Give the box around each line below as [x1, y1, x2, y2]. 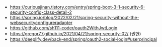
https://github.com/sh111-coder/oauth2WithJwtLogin [9, 25, 118, 31]
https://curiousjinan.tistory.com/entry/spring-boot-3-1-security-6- [9, 4, 146, 10]
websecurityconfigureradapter [9, 20, 73, 25]
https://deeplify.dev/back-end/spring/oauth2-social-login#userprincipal [9, 36, 157, 42]
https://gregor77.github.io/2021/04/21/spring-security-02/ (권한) [9, 31, 141, 36]
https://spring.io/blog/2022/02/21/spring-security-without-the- [9, 15, 139, 20]
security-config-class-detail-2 [9, 9, 72, 15]
